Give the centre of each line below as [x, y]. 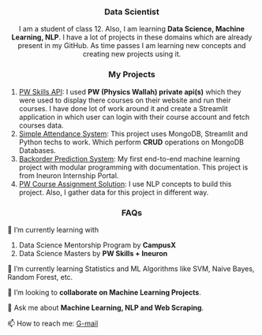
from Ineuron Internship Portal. [69, 175]
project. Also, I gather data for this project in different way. [114, 192]
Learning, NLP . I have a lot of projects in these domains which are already [132, 37]
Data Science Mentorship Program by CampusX [97, 245]
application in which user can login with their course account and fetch [134, 117]
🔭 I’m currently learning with [53, 229]
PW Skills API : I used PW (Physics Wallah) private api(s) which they [130, 91]
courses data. [41, 125]
